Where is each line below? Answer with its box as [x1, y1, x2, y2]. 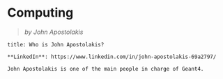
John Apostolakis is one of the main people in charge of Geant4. [7, 65, 204, 72]
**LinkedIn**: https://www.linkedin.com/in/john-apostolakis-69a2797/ [7, 53, 217, 60]
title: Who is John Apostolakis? [7, 41, 105, 48]
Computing [7, 5, 74, 21]
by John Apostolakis [24, 28, 84, 36]
